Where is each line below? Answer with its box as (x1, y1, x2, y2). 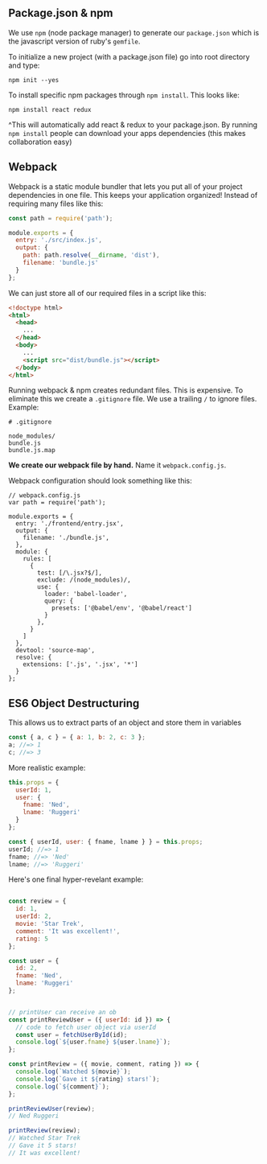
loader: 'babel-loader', (43, 590, 128, 598)
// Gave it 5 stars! (8, 1141, 78, 1150)
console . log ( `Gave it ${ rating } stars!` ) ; (15, 1075, 160, 1083)
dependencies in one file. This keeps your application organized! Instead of (8, 190, 258, 199)
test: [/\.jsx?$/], (37, 569, 103, 578)
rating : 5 (15, 935, 48, 943)
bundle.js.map (8, 446, 56, 454)
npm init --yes (8, 76, 60, 84)
